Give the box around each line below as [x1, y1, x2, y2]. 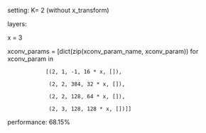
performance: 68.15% [7, 118, 71, 126]
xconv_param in [7, 54, 53, 63]
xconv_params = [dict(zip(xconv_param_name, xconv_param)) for [7, 47, 199, 55]
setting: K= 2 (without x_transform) [7, 6, 109, 14]
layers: [7, 20, 27, 28]
